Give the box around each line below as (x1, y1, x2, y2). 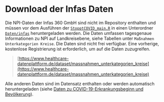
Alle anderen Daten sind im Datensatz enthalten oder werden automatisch (5, 80, 155, 87)
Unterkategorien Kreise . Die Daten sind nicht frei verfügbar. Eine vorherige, (5, 40, 159, 46)
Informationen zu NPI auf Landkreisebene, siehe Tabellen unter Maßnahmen (5, 35, 154, 41)
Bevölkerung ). (5, 91, 33, 97)
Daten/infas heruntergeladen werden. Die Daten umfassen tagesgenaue (5, 30, 152, 36)
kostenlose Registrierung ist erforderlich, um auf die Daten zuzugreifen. (5, 46, 150, 52)
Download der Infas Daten (5, 3, 114, 15)
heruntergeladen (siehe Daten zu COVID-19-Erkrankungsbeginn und (5, 86, 144, 92)
